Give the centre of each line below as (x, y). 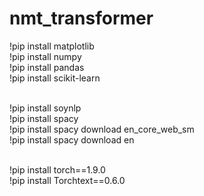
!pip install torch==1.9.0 (57, 169)
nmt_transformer (81, 18)
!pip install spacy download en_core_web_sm (102, 129)
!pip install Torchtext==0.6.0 (67, 180)
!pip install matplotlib (52, 46)
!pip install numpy (45, 56)
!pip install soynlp (45, 108)
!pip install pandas (47, 67)
